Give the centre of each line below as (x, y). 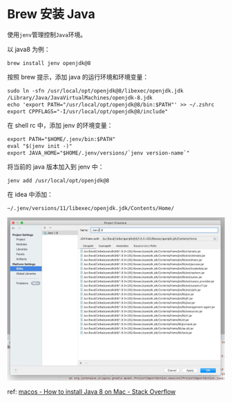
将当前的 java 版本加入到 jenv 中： (56, 166)
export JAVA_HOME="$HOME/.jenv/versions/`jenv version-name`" (98, 153)
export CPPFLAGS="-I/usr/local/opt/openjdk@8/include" (88, 111)
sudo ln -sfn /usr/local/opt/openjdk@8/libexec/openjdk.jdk (96, 90)
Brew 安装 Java (51, 14)
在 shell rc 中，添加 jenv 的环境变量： (60, 125)
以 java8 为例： (29, 49)
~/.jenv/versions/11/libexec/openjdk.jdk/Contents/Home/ (91, 208)
